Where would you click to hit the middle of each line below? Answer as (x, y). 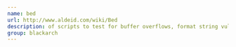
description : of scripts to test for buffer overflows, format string (113, 26)
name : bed (22, 13)
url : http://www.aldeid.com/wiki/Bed (63, 20)
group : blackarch (33, 33)
